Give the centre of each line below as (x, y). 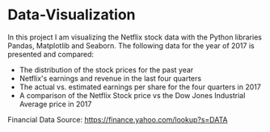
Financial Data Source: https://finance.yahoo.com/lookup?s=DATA (118, 119)
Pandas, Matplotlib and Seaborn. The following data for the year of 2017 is (131, 45)
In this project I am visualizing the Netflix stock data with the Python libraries (135, 37)
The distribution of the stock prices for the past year (106, 69)
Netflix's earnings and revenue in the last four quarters (110, 78)
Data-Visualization (72, 15)
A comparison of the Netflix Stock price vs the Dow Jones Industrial (132, 95)
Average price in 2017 (55, 104)
